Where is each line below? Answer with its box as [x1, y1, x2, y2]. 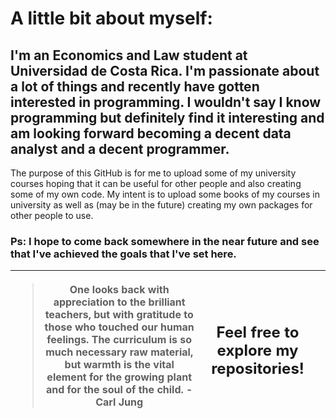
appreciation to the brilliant [53, 295, 186, 309]
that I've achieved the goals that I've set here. [10, 247, 237, 261]
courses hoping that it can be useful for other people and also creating [10, 178, 302, 189]
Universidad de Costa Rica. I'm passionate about [10, 62, 320, 79]
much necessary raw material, [45, 345, 194, 359]
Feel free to [216, 322, 300, 342]
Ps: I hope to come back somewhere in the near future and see [10, 234, 320, 248]
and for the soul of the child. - [45, 383, 193, 397]
